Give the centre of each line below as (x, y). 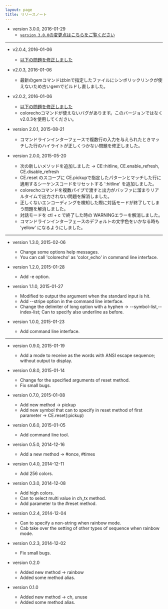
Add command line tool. (44, 434)
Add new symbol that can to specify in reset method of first (81, 410)
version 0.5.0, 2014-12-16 (38, 444)
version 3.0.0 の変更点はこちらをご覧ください (67, 34)
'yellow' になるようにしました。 (53, 227)
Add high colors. (37, 492)
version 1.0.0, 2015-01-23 (38, 321)
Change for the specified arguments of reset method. (75, 380)
